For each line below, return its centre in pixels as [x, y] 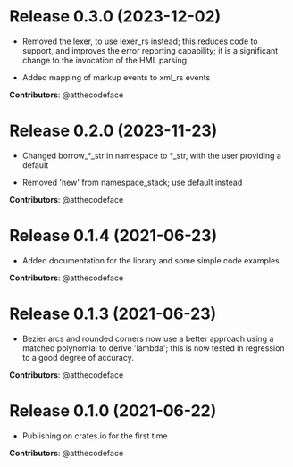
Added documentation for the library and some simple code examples [151, 260]
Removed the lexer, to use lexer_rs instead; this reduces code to [140, 41]
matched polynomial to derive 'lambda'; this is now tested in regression [153, 348]
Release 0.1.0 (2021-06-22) [113, 410]
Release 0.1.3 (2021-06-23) [113, 313]
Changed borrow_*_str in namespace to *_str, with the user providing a [151, 155]
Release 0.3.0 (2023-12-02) [115, 17]
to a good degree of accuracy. [78, 357]
